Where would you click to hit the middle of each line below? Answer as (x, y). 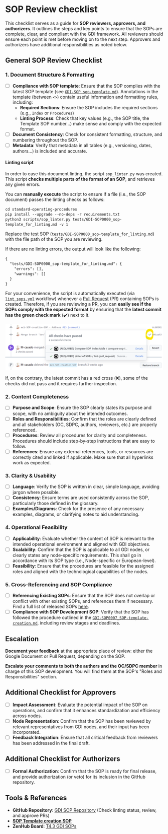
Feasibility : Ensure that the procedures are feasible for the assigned (83, 566)
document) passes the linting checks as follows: (55, 199)
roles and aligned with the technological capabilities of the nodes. (80, 571)
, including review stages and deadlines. (79, 623)
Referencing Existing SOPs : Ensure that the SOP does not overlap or (84, 596)
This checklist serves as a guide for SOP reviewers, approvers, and (75, 23)
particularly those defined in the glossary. (55, 503)
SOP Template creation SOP (42, 821)
